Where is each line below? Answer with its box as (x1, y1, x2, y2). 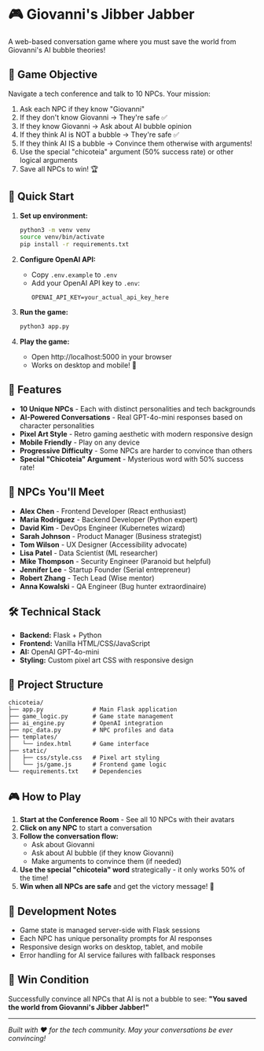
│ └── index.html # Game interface (8, 740, 149, 748)
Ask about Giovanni (31, 840, 95, 850)
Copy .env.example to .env (31, 270, 118, 279)
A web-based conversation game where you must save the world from (8, 36, 236, 46)
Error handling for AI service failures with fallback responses (19, 950, 216, 960)
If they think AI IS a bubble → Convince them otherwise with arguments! (19, 138, 253, 148)
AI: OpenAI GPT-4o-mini (19, 647, 100, 656)
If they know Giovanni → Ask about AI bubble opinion (19, 121, 192, 131)
